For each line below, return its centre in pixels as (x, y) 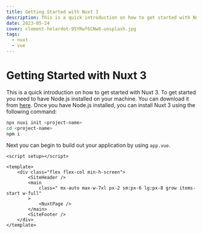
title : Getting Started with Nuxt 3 (52, 12)
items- (188, 188)
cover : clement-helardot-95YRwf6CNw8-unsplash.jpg (71, 29)
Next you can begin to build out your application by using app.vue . (89, 145)
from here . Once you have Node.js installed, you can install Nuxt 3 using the (101, 105)
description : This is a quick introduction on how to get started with (98, 18)
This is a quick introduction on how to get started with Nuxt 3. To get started (101, 92)
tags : (13, 34)
